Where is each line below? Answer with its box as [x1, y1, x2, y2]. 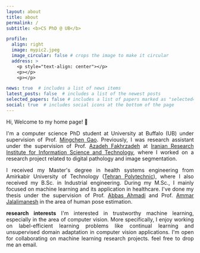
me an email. [6, 241, 37, 248]
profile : [6, 36, 28, 42]
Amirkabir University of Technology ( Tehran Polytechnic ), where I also [6, 173, 194, 180]
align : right [11, 42, 44, 48]
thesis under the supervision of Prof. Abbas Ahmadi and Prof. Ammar [6, 191, 194, 199]
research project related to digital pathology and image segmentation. [6, 155, 177, 162]
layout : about [6, 8, 42, 15]
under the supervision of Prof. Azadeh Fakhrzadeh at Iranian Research [6, 142, 194, 149]
